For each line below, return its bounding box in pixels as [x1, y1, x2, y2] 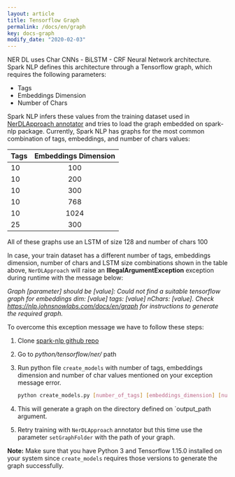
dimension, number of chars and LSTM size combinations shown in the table [7, 259, 228, 267]
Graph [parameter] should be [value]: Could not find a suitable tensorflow [7, 287, 221, 296]
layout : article [7, 10, 55, 17]
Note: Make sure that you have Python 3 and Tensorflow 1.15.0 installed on [7, 447, 222, 455]
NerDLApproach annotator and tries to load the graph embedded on [7, 120, 204, 128]
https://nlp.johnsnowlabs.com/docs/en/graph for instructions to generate [7, 302, 219, 311]
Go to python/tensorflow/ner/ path [17, 350, 117, 359]
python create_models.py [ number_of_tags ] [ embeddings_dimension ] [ [17, 392, 222, 399]
